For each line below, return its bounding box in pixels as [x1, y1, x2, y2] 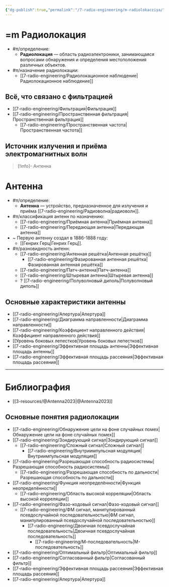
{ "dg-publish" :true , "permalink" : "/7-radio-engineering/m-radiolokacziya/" [5, 7, 165, 13]
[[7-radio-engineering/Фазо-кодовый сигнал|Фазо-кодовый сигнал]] [12, 501, 159, 507]
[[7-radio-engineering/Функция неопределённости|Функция [12, 480, 141, 486]
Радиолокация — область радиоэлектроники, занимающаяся [20, 51, 154, 57]
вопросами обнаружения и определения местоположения [20, 56, 147, 62]
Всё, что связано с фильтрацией [5, 92, 113, 101]
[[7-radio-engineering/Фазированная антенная [27, 256, 127, 263]
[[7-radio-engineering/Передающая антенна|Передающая [20, 224, 144, 230]
